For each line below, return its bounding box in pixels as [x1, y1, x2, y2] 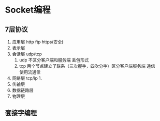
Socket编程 [5, 4, 51, 15]
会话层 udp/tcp [12, 51, 42, 57]
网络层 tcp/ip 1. [12, 76, 42, 81]
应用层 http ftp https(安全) [12, 39, 64, 45]
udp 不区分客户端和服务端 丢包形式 [19, 57, 89, 63]
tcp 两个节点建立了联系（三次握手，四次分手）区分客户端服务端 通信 [19, 63, 156, 69]
